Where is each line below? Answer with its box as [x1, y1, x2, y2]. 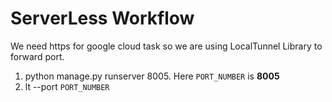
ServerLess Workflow [10, 7, 195, 30]
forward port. [10, 50, 65, 62]
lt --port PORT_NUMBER [24, 80, 110, 92]
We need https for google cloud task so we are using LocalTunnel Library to [10, 40, 323, 52]
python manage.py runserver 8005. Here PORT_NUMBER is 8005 [24, 70, 280, 82]
